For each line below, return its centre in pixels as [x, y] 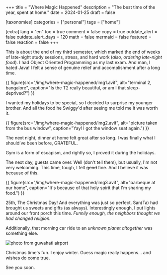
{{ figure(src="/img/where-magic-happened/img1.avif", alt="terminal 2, [79, 82]
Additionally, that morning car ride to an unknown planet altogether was [79, 228]
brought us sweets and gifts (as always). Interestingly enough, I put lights [81, 208]
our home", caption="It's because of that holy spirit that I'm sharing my [78, 188]
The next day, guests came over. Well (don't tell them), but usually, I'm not [82, 162]
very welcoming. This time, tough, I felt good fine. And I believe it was [77, 168]
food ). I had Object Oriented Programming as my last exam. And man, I [78, 62]
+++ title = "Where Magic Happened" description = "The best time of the [81, 7]
